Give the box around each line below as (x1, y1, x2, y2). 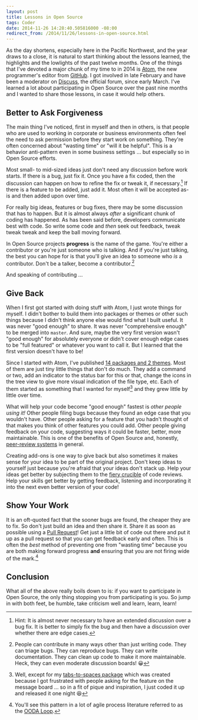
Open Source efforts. (6, 154, 57, 162)
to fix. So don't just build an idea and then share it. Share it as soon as (6, 522, 176, 530)
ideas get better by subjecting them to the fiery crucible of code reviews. (6, 471, 184, 478)
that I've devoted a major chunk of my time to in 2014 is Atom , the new (6, 65, 177, 73)
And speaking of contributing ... (6, 271, 83, 278)
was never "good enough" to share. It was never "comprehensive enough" (6, 323, 187, 330)
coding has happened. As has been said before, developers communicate (6, 216, 186, 223)
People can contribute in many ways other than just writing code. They (14, 641, 187, 647)
